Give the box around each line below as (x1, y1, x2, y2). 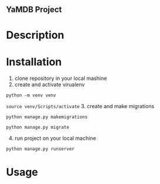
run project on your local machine (14, 135, 97, 142)
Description (6, 28, 64, 42)
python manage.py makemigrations (6, 114, 88, 120)
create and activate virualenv (14, 81, 85, 88)
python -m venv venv (6, 92, 57, 98)
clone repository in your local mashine (14, 75, 107, 82)
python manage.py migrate (6, 124, 69, 130)
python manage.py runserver (6, 146, 75, 152)
